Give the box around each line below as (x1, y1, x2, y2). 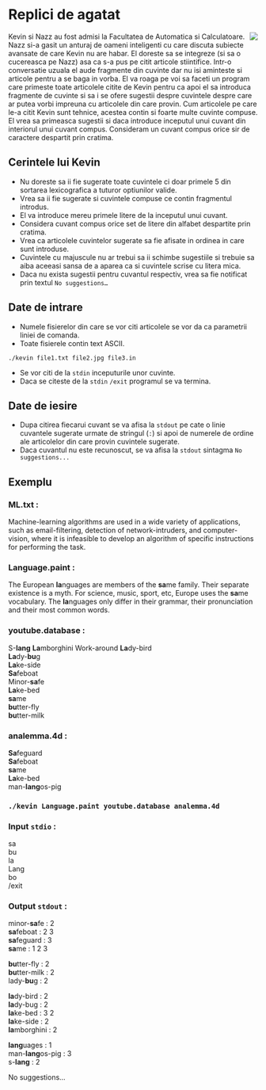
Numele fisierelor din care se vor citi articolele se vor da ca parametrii (19, 322, 248, 331)
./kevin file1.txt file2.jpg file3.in (8, 354, 136, 362)
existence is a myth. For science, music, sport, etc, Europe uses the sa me (8, 589, 249, 598)
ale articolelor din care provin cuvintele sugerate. (19, 437, 180, 447)
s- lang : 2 (8, 1058, 40, 1067)
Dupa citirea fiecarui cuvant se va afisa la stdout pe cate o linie (19, 420, 226, 429)
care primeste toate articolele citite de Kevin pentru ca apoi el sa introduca (8, 82, 252, 92)
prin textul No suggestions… (19, 277, 108, 287)
